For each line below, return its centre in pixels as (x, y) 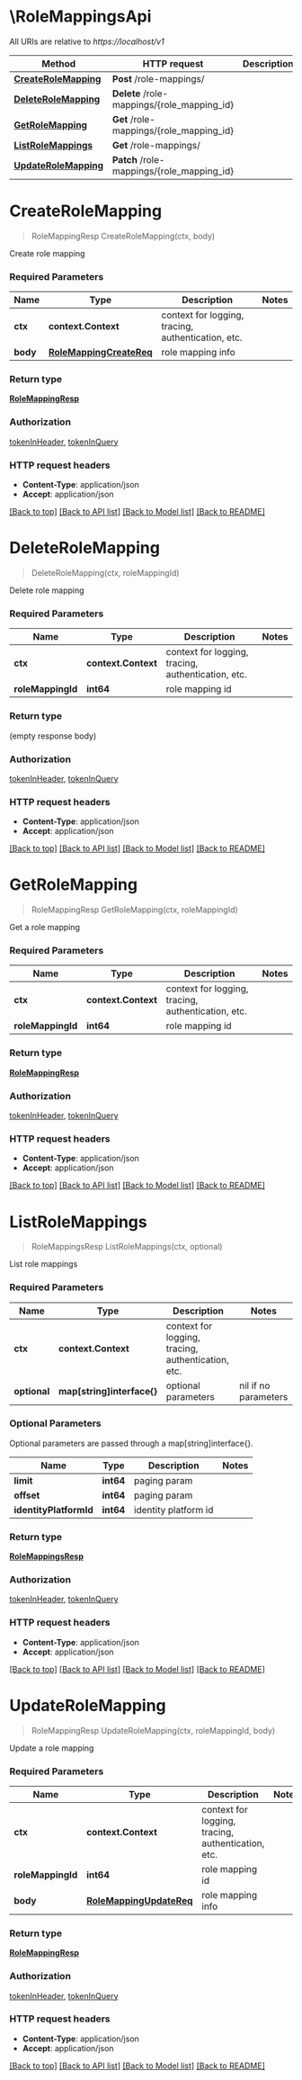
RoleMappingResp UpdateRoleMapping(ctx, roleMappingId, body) (153, 1730)
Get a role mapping (45, 928)
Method (59, 63)
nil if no (255, 1385)
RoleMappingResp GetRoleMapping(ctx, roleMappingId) (134, 910)
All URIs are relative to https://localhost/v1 (87, 41)
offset (27, 1495)
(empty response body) (53, 736)
